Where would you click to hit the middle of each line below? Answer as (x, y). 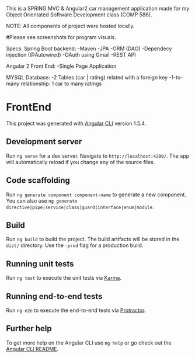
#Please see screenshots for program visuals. (61, 37)
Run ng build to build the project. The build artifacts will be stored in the (93, 239)
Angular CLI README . (32, 349)
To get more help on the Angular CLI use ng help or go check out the (89, 343)
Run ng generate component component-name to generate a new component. (96, 194)
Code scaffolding (38, 180)
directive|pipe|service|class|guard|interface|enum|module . (80, 207)
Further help (29, 329)
